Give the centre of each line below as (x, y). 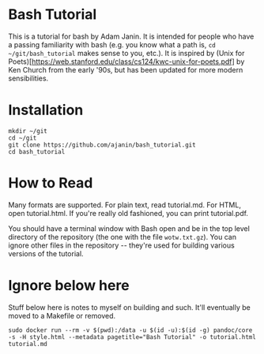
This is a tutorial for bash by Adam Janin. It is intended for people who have (131, 36)
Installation (46, 110)
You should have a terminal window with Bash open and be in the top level (129, 228)
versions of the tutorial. (46, 253)
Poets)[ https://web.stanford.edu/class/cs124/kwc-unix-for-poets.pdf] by (126, 61)
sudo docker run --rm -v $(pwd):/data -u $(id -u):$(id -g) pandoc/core (130, 330)
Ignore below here (69, 285)
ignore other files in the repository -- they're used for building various (121, 245)
